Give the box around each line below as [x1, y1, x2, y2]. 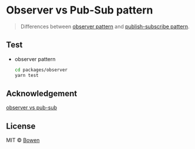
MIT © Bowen [6, 137, 40, 144]
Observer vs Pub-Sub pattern [6, 4, 153, 17]
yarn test [14, 72, 39, 78]
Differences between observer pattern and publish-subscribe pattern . [20, 23, 190, 30]
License [6, 121, 36, 131]
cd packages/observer [14, 67, 68, 73]
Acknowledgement [6, 89, 78, 99]
